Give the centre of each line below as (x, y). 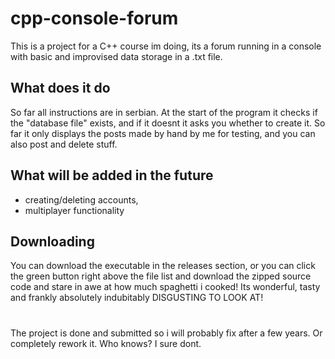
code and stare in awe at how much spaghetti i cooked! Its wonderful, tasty (165, 287)
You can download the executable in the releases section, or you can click (163, 266)
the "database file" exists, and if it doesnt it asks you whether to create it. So (168, 123)
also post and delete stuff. (64, 144)
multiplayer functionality (74, 210)
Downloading (52, 241)
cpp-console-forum (94, 18)
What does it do (60, 88)
